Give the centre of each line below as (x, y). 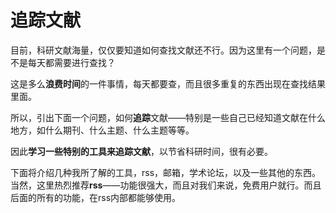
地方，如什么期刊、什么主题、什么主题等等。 (102, 130)
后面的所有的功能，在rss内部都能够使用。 (96, 197)
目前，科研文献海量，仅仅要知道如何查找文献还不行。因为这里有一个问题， (163, 50)
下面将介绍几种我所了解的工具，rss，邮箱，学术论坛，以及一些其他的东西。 (166, 172)
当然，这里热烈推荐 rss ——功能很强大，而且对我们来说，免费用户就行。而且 (166, 185)
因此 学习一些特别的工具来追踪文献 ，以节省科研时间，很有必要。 (141, 151)
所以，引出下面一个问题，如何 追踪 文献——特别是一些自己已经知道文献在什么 (168, 117)
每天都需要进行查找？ (71, 62)
